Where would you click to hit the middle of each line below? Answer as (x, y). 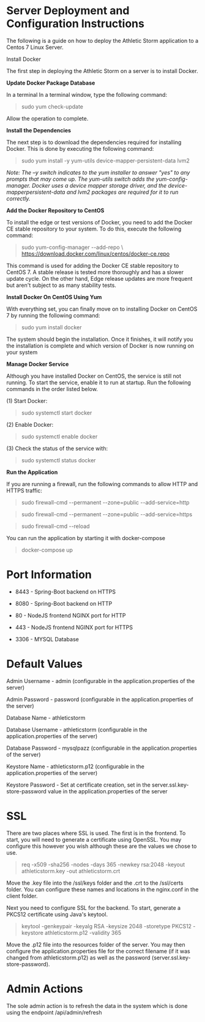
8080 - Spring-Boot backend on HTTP (64, 603)
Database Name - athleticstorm (46, 717)
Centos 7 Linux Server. (35, 47)
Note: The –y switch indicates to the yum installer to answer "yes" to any (98, 172)
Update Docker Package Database (51, 83)
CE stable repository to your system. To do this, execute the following (94, 229)
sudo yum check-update (52, 106)
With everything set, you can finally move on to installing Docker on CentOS (102, 309)
